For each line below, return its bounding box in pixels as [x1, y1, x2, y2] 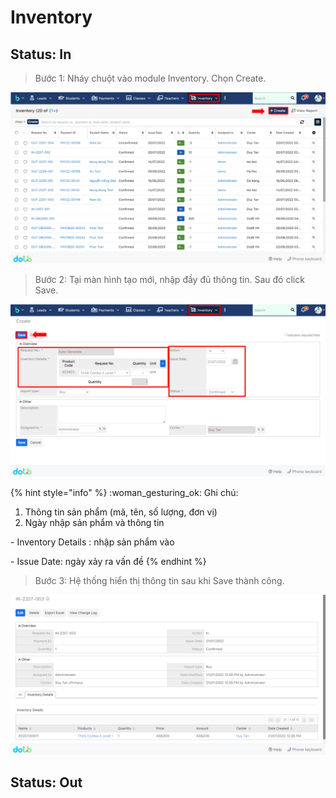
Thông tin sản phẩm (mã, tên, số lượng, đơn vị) [24, 506, 218, 518]
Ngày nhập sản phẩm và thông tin [24, 516, 165, 528]
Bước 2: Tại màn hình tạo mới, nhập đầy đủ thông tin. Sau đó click [34, 274, 305, 286]
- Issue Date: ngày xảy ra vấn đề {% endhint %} [10, 555, 207, 567]
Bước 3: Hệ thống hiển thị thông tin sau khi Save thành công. [34, 574, 285, 586]
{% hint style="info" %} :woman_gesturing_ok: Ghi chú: [10, 486, 239, 498]
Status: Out [10, 774, 83, 791]
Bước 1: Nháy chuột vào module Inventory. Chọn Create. [34, 72, 267, 84]
